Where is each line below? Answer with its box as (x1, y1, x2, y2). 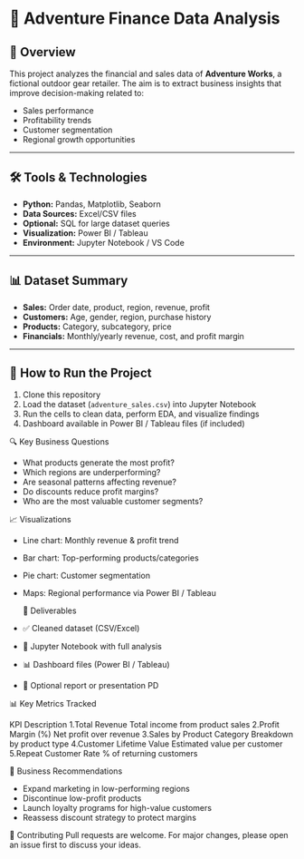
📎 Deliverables (22, 605, 77, 616)
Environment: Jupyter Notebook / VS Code (22, 237, 185, 248)
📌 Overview (9, 44, 76, 60)
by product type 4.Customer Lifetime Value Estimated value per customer (9, 738, 283, 749)
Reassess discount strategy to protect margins (22, 812, 197, 824)
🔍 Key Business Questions (9, 436, 109, 447)
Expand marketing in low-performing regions (22, 784, 190, 795)
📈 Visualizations (9, 514, 71, 525)
